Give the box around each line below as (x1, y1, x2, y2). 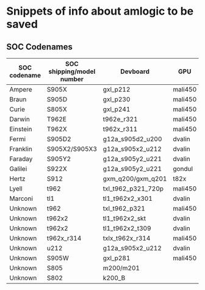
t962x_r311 (103, 125, 138, 133)
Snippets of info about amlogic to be (6, 4, 194, 18)
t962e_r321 (103, 115, 138, 123)
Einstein (9, 125, 32, 133)
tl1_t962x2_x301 (103, 194, 153, 203)
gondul (173, 165, 193, 173)
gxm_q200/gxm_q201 (103, 175, 167, 183)
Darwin (9, 115, 31, 123)
